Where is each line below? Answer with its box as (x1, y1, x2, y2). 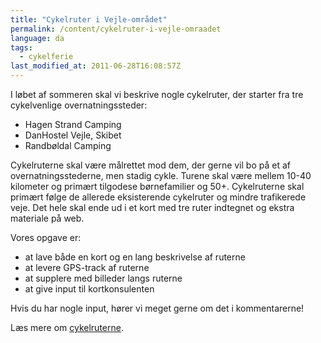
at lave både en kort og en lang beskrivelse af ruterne (24, 251, 246, 263)
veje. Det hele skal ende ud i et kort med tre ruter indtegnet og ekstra (10, 202, 295, 213)
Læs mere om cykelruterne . (10, 322, 124, 333)
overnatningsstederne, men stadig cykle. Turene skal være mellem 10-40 (10, 170, 312, 181)
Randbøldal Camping (24, 140, 112, 151)
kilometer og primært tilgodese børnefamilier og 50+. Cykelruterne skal (10, 181, 305, 192)
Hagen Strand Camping (24, 119, 122, 130)
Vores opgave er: (10, 232, 82, 243)
